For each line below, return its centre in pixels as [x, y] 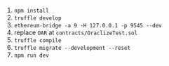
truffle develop [38, 18]
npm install [31, 11]
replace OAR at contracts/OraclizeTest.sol [76, 32]
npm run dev [31, 55]
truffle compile [38, 41]
